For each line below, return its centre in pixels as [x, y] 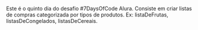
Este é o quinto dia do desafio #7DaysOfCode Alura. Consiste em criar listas [99, 9]
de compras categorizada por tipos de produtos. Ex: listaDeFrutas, [87, 15]
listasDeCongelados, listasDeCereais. [52, 21]
